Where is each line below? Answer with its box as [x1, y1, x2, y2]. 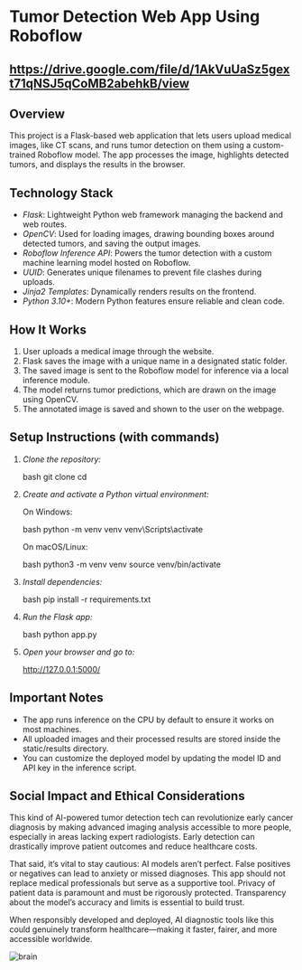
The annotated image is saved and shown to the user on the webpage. [22, 404, 285, 415]
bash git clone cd [22, 471, 87, 482]
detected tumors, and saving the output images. [22, 238, 201, 250]
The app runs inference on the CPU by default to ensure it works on [22, 714, 275, 725]
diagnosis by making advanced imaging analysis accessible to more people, [9, 822, 292, 833]
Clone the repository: [22, 454, 102, 465]
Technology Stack [9, 185, 114, 201]
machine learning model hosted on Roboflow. [22, 258, 191, 268]
